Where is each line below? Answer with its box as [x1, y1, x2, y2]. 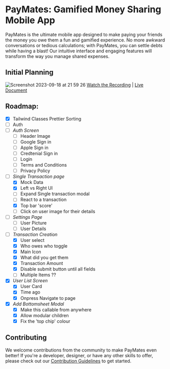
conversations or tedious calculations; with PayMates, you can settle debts [5, 42, 163, 48]
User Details [20, 225, 46, 232]
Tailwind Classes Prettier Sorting [12, 115, 82, 121]
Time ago [20, 289, 41, 295]
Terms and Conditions [20, 162, 67, 168]
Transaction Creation [12, 231, 58, 237]
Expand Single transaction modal [20, 191, 90, 197]
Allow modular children [20, 312, 69, 318]
